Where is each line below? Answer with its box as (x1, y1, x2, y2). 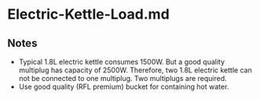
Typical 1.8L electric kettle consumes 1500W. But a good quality (18, 57, 225, 66)
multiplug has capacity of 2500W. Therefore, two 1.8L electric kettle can (18, 65, 252, 75)
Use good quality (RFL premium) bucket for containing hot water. (18, 82, 229, 91)
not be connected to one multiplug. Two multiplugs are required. (18, 74, 227, 83)
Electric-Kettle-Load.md (7, 5, 170, 23)
